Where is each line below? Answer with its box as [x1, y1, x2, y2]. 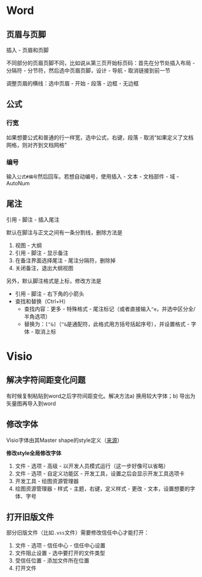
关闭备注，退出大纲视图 [14, 264, 74, 271]
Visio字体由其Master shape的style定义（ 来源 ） [6, 437, 122, 444]
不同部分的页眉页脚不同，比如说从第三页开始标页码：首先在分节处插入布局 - [6, 59, 195, 67]
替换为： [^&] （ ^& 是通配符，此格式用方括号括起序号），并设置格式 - [24, 320, 190, 328]
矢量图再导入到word [6, 400, 56, 407]
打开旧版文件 [6, 512, 54, 522]
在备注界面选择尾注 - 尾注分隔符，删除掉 [14, 257, 116, 264]
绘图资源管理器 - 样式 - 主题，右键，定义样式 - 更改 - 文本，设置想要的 [14, 485, 191, 492]
